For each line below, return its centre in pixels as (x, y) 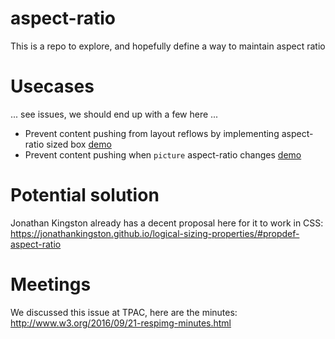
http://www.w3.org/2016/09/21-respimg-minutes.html (121, 323)
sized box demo (79, 144)
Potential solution (85, 195)
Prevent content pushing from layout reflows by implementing (152, 133)
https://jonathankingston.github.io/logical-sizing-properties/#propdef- (155, 233)
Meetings (51, 284)
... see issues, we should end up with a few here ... (114, 114)
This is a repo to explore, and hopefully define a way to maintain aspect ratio (168, 46)
